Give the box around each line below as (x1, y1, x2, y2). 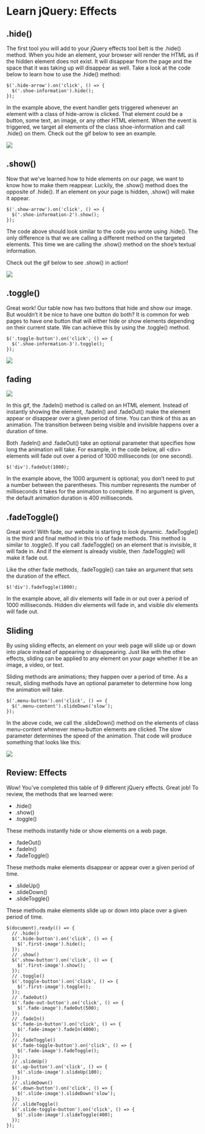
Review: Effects (6, 767, 67, 778)
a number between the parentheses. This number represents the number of (6, 481, 196, 489)
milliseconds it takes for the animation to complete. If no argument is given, (6, 488, 195, 495)
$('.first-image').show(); (17, 962, 86, 968)
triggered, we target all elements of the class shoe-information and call (6, 123, 185, 131)
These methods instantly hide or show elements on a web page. (6, 827, 168, 834)
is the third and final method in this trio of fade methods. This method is (6, 535, 186, 542)
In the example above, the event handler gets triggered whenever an (6, 104, 179, 111)
